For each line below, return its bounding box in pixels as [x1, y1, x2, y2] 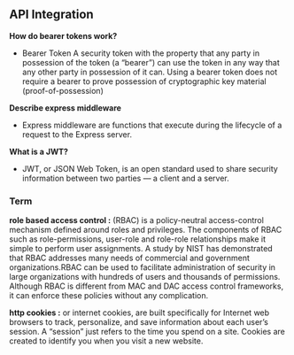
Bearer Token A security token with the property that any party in [21, 48, 259, 58]
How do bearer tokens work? [9, 30, 118, 41]
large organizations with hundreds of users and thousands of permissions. [9, 272, 281, 282]
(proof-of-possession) [21, 85, 104, 96]
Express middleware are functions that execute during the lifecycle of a [21, 120, 282, 130]
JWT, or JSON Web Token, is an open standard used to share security [21, 163, 279, 174]
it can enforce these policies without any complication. [9, 290, 209, 301]
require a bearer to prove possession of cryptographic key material [21, 75, 267, 87]
